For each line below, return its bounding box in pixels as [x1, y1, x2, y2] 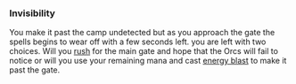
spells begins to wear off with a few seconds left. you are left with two [9, 36, 267, 47]
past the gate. [9, 65, 61, 75]
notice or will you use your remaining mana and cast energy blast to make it [9, 56, 287, 66]
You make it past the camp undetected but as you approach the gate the [9, 27, 275, 38]
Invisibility [9, 7, 56, 19]
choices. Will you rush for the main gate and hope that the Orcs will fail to [9, 46, 279, 57]
